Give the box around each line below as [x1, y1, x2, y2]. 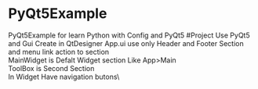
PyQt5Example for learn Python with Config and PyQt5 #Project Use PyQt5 [8, 30, 250, 40]
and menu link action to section [8, 47, 110, 56]
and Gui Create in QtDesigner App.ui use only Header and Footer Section [8, 38, 245, 48]
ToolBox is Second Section [8, 63, 95, 73]
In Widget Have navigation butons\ [8, 72, 120, 81]
